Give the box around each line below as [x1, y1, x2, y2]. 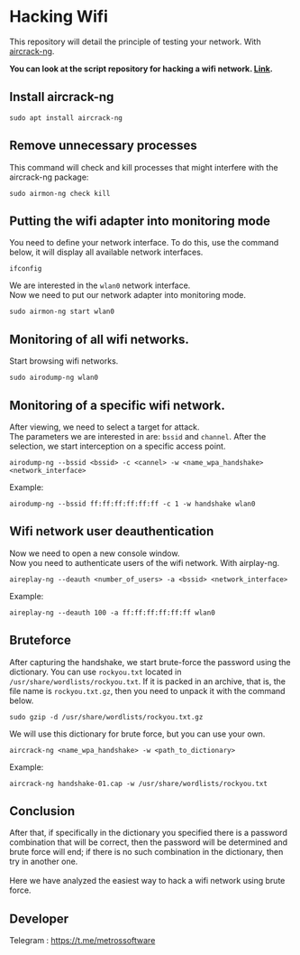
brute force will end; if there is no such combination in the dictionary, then [9, 847, 284, 858]
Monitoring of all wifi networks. [9, 331, 189, 347]
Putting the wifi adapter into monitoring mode [9, 213, 270, 228]
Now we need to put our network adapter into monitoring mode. [9, 290, 246, 301]
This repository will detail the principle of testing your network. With [9, 36, 261, 47]
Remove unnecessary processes [9, 138, 198, 153]
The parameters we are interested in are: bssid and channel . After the [9, 431, 267, 441]
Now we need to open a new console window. [9, 548, 180, 559]
